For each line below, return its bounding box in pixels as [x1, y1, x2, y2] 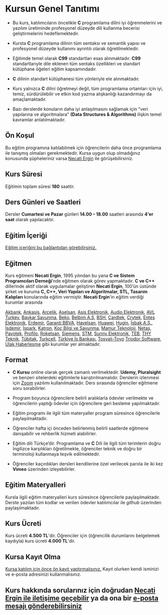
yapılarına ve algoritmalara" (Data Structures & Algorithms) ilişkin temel [12, 111, 162, 117]
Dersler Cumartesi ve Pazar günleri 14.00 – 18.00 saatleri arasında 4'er [5, 211, 154, 217]
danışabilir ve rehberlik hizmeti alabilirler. [12, 430, 97, 436]
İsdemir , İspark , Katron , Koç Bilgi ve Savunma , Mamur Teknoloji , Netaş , [5, 325, 152, 331]
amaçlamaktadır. [12, 96, 47, 102]
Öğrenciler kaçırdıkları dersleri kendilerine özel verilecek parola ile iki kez [12, 460, 163, 466]
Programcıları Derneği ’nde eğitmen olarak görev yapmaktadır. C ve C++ [5, 278, 155, 284]
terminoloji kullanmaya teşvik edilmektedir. [12, 451, 100, 457]
